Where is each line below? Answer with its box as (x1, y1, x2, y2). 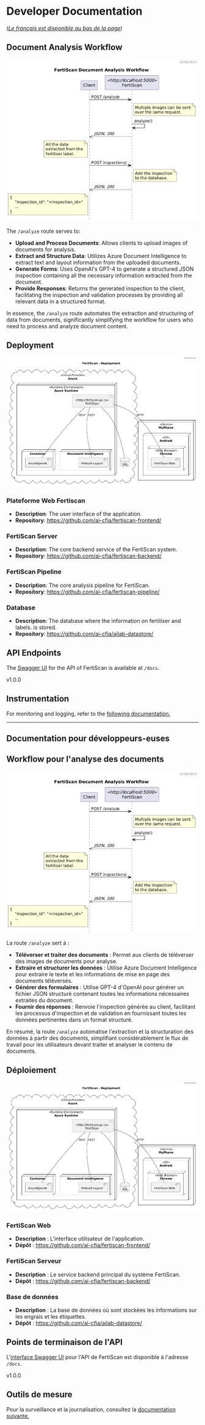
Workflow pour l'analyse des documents (6, 754, 164, 765)
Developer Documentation (6, 4, 143, 18)
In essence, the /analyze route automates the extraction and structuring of (6, 309, 194, 317)
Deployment (6, 341, 54, 351)
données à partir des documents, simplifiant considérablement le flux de (6, 1034, 189, 1042)
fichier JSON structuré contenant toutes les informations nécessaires (15, 990, 189, 997)
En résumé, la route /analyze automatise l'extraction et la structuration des (6, 1028, 194, 1035)
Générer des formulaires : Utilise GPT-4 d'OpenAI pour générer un (15, 983, 184, 991)
